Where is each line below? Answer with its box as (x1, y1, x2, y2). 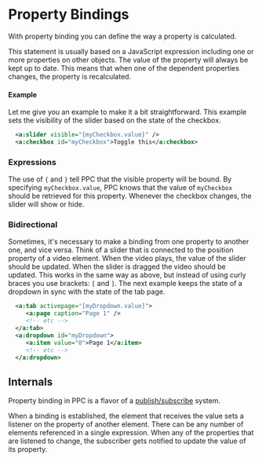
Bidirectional (8, 219, 58, 230)
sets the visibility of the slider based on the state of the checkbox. (8, 115, 221, 125)
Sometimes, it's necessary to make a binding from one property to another (8, 237, 249, 247)
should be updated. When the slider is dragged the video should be (8, 262, 226, 272)
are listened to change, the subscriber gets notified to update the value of (8, 436, 246, 445)
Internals (8, 375, 53, 388)
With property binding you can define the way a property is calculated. (8, 31, 237, 41)
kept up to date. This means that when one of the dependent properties (8, 63, 239, 72)
